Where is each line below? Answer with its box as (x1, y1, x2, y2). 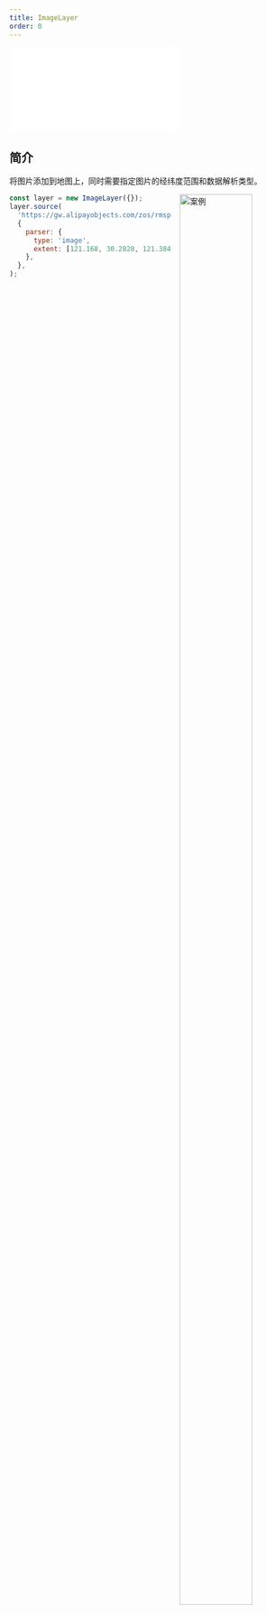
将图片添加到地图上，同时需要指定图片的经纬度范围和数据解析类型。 (9, 175, 262, 186)
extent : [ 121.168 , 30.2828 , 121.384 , (32, 244, 176, 253)
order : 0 (9, 22, 42, 31)
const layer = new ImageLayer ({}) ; (9, 193, 143, 203)
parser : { (25, 227, 63, 236)
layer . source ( (9, 203, 63, 212)
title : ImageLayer (9, 13, 78, 23)
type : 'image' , (32, 236, 91, 245)
